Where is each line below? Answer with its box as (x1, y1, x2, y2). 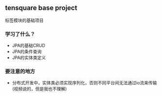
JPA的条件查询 (12, 48, 42, 55)
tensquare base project (5, 4, 78, 12)
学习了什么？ (5, 31, 36, 37)
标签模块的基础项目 (5, 17, 44, 23)
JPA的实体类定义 (12, 55, 46, 61)
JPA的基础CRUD (12, 43, 45, 48)
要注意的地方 (5, 68, 36, 75)
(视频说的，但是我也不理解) (12, 86, 67, 92)
